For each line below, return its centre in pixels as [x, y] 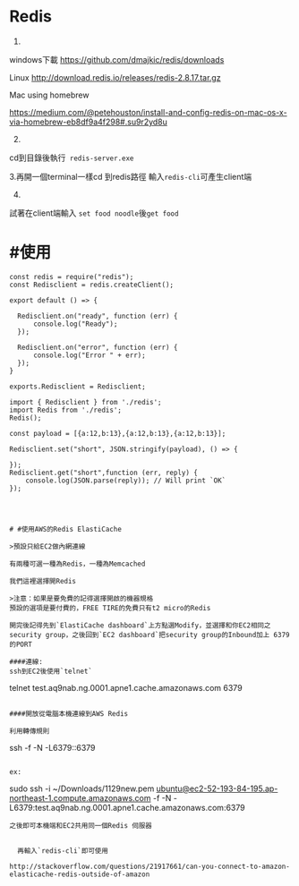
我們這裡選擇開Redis [43, 581]
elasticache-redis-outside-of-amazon [80, 874]
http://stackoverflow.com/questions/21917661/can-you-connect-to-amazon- [150, 866]
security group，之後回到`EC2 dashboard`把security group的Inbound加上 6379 [149, 635]
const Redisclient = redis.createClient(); [92, 285]
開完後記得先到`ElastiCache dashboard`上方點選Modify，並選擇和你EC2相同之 [140, 625]
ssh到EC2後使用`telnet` [51, 671]
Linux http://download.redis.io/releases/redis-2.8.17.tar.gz [115, 77]
